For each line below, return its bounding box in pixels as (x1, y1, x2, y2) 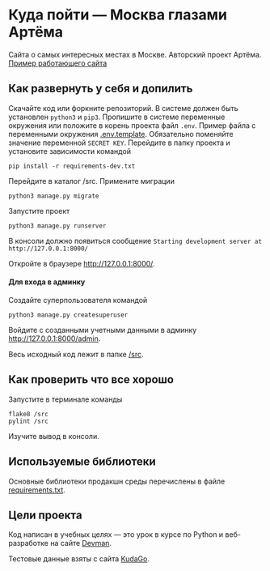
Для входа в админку (8, 277, 86, 287)
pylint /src (8, 417, 49, 425)
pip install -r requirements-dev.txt (8, 162, 136, 170)
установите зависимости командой (8, 146, 132, 156)
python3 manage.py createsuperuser (8, 310, 129, 319)
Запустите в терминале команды (8, 394, 123, 404)
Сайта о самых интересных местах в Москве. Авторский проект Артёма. (8, 49, 262, 59)
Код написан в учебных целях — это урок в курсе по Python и (8, 530, 224, 539)
